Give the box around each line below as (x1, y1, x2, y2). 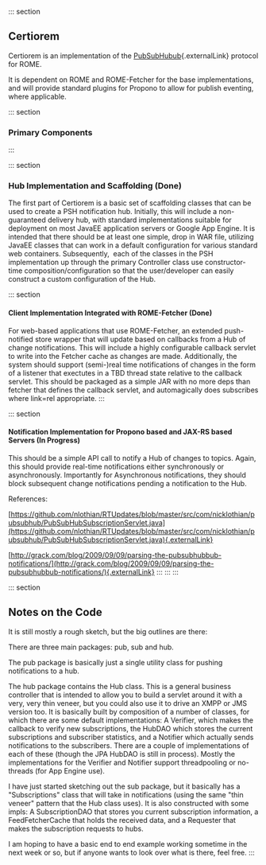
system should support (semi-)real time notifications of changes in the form (8, 360, 256, 369)
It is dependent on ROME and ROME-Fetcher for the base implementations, (8, 75, 254, 84)
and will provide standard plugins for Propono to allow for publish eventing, (8, 83, 254, 92)
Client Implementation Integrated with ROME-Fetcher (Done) (8, 308, 213, 318)
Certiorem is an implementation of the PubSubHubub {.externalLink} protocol (8, 51, 259, 60)
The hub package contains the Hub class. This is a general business (8, 681, 232, 691)
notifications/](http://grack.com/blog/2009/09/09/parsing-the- (8, 559, 214, 568)
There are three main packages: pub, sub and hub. (8, 642, 175, 652)
